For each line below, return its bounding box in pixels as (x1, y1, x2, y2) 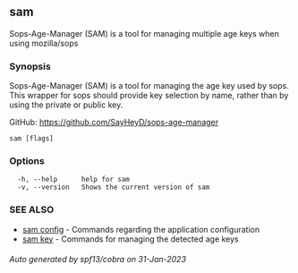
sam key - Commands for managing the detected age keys (21, 234, 239, 244)
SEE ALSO (9, 203, 55, 216)
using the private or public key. (9, 99, 123, 110)
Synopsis (9, 60, 51, 73)
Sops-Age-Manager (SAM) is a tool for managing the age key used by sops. (9, 81, 289, 91)
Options (9, 155, 45, 167)
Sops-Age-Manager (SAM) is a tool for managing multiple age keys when (9, 28, 280, 38)
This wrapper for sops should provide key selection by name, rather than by (9, 90, 289, 101)
